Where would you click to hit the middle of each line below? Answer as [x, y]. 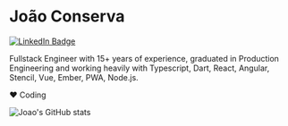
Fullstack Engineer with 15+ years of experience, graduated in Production [144, 58]
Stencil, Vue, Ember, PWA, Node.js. [74, 77]
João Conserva [67, 17]
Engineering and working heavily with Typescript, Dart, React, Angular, [140, 68]
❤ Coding [28, 95]
